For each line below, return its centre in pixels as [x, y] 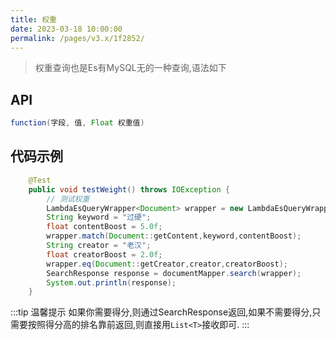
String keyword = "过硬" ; [99, 217]
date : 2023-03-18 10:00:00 [66, 29]
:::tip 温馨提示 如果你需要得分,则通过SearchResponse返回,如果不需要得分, [161, 312]
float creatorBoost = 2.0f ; [104, 254]
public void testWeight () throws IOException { [129, 189]
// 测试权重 [68, 199]
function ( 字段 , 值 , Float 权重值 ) [77, 123]
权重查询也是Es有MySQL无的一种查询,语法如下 [130, 68]
